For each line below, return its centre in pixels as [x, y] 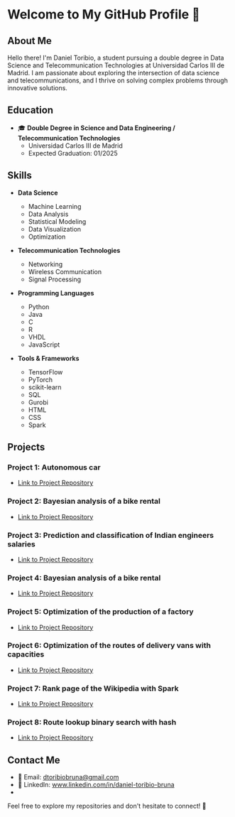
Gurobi [38, 402]
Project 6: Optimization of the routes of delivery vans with [109, 646]
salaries [21, 544]
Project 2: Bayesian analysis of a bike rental [84, 502]
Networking [45, 264]
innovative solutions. [37, 88]
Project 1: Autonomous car [54, 467]
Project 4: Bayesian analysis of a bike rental [84, 578]
